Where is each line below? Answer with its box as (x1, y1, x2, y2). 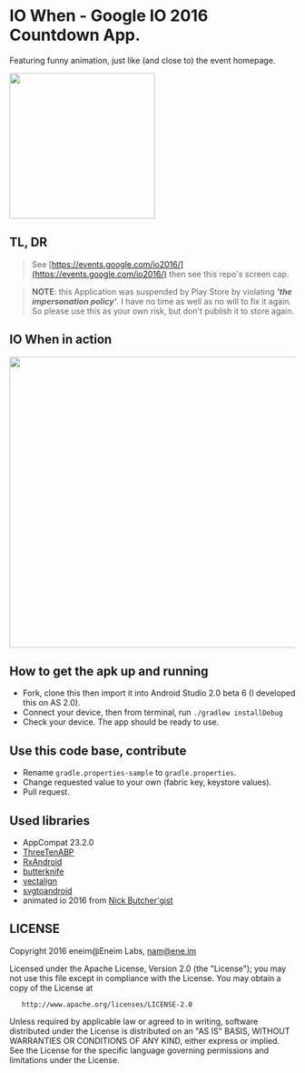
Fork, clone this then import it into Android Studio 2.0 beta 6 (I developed (22, 687, 296, 698)
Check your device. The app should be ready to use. (22, 717, 220, 727)
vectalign (22, 876, 57, 887)
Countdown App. (9, 25, 141, 45)
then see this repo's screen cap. (169, 268, 290, 279)
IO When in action (9, 332, 113, 347)
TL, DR (9, 235, 48, 250)
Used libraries (9, 813, 91, 828)
